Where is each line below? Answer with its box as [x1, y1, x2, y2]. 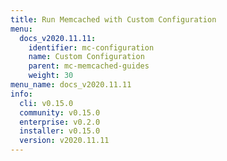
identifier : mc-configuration [28, 42, 155, 53]
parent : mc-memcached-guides [28, 61, 150, 71]
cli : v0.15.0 [19, 98, 74, 108]
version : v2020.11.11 [19, 136, 110, 146]
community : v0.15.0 [19, 107, 101, 118]
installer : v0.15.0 [19, 126, 101, 136]
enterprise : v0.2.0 [19, 117, 101, 127]
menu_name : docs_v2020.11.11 [10, 80, 132, 90]
